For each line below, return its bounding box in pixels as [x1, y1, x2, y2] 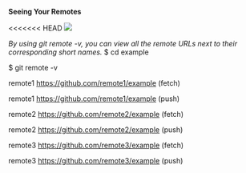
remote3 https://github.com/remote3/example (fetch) [8, 140, 184, 150]
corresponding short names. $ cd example [8, 47, 150, 57]
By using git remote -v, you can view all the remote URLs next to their [8, 39, 238, 48]
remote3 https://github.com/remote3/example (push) [8, 156, 183, 165]
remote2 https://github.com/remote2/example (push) [8, 125, 183, 135]
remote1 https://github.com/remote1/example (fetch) [8, 78, 180, 87]
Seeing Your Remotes [8, 7, 82, 16]
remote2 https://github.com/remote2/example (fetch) [8, 110, 184, 119]
